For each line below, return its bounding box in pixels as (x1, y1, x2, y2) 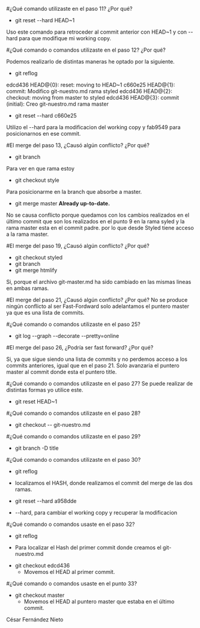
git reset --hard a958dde (14, 498, 77, 504)
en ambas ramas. (6, 285, 49, 292)
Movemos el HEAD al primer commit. (23, 569, 115, 575)
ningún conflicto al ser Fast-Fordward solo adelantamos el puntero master (6, 303, 189, 310)
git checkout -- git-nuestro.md (14, 421, 91, 428)
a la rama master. (6, 231, 49, 238)
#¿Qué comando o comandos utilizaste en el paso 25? (6, 321, 141, 328)
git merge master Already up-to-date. (14, 200, 110, 207)
